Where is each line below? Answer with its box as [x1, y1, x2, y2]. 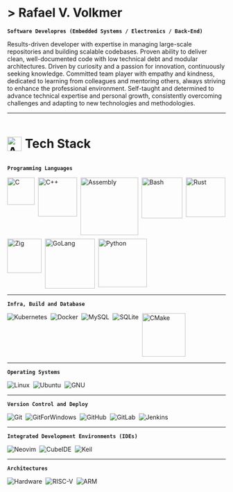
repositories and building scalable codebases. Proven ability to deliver [7, 47, 208, 56]
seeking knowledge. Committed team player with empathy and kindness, [7, 69, 215, 78]
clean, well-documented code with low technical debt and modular [7, 54, 198, 63]
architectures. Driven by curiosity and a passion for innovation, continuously [7, 62, 225, 70]
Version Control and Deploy [7, 400, 89, 407]
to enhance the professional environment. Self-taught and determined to [7, 84, 214, 92]
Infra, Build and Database [7, 300, 85, 307]
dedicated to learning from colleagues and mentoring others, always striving [7, 76, 225, 85]
